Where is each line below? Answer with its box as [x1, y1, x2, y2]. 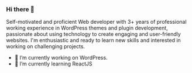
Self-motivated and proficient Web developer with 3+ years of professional [6, 19, 187, 25]
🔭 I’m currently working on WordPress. [14, 54, 108, 61]
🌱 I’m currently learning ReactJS [14, 60, 92, 67]
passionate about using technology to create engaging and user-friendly [6, 31, 181, 38]
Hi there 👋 [6, 5, 35, 13]
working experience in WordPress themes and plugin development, [6, 24, 168, 31]
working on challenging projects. [6, 43, 85, 50]
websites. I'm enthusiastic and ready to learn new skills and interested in [6, 37, 181, 44]
